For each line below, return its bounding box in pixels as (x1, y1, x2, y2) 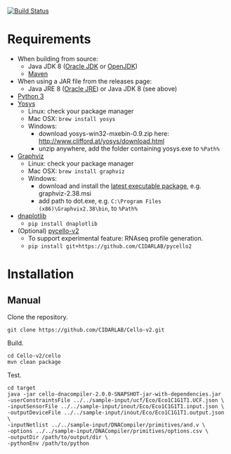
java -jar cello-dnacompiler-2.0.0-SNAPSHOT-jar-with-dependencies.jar (7, 391, 221, 398)
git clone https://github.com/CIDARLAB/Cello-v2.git (7, 326, 165, 334)
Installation (7, 266, 74, 282)
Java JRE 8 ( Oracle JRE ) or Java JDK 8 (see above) (27, 84, 178, 93)
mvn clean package (7, 358, 61, 365)
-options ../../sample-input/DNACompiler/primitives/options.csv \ (7, 427, 209, 434)
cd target (7, 384, 37, 391)
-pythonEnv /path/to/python (7, 440, 90, 447)
